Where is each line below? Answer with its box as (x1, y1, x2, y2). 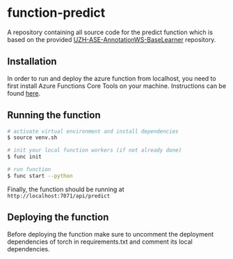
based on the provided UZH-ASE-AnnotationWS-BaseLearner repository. (7, 35, 216, 43)
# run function (7, 166, 51, 173)
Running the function (7, 110, 101, 121)
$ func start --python (7, 172, 73, 179)
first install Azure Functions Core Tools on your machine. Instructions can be (7, 82, 227, 90)
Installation (7, 56, 57, 68)
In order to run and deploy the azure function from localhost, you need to (7, 74, 217, 82)
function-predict (7, 5, 106, 21)
